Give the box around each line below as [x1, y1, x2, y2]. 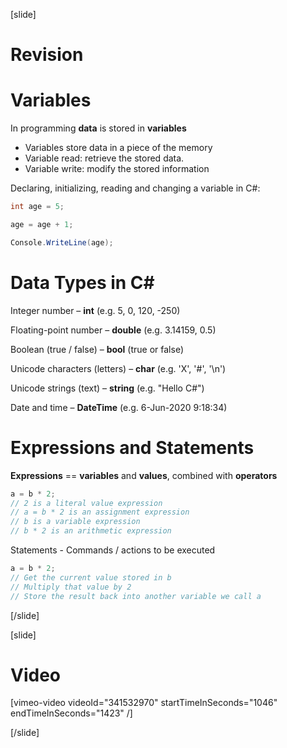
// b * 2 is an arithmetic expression [10, 526, 172, 536]
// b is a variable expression [10, 517, 141, 527]
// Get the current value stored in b [10, 572, 172, 583]
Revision [10, 44, 84, 66]
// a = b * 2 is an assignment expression [10, 507, 190, 518]
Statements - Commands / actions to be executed [10, 544, 216, 556]
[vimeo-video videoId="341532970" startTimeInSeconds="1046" [10, 697, 278, 709]
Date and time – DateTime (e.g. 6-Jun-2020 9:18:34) [10, 401, 228, 413]
